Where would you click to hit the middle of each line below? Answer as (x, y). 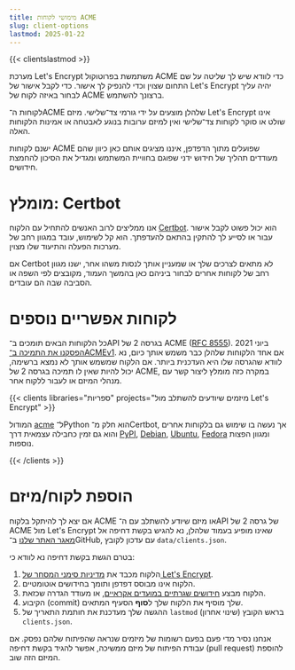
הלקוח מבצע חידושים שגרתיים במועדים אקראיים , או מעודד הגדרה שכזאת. (144, 593)
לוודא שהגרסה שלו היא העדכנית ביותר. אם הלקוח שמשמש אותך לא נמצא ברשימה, (146, 362)
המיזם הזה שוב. (35, 658)
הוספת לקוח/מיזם (71, 497)
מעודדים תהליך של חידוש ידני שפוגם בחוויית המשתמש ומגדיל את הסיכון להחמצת (144, 158)
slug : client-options (49, 26)
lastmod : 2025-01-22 (47, 34)
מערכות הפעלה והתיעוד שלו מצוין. (65, 247)
